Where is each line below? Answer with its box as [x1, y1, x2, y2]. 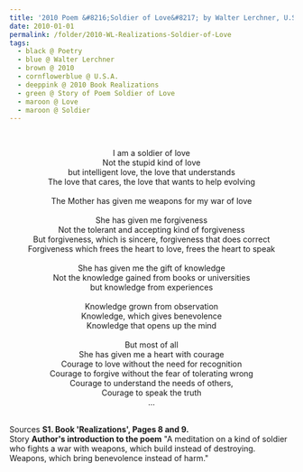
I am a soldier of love [112, 148, 191, 159]
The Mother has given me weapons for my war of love [50, 196, 252, 207]
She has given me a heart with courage [78, 349, 225, 360]
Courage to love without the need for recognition [60, 358, 243, 370]
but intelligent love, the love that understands [67, 167, 236, 178]
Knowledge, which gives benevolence [80, 310, 223, 321]
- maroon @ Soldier [17, 106, 91, 115]
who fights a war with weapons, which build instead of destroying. [9, 443, 256, 454]
